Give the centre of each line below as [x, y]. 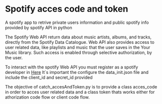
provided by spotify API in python [39, 27]
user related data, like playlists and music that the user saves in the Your [78, 47]
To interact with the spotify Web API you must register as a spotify [71, 67]
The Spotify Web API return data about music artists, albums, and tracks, [78, 37]
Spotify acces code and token [67, 9]
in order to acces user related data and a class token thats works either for [80, 92]
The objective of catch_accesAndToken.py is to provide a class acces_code [81, 87]
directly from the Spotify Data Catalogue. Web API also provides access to [80, 42]
